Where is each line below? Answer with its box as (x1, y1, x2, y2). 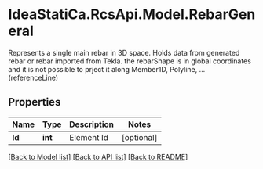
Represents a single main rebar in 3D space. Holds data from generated (8, 48, 240, 57)
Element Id (69, 131, 108, 142)
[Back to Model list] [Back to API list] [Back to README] (8, 152, 188, 161)
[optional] (121, 131, 158, 142)
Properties (8, 95, 61, 109)
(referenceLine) (8, 73, 59, 82)
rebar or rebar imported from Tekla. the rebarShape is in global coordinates (8, 56, 251, 66)
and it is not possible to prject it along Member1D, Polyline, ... (8, 64, 206, 74)
